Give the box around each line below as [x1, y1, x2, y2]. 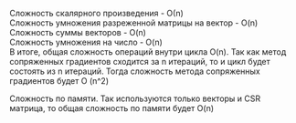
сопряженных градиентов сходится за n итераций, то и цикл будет [9, 56, 271, 67]
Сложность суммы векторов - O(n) [9, 27, 146, 37]
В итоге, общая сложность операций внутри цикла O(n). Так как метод [9, 46, 287, 57]
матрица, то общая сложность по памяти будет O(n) [9, 103, 215, 113]
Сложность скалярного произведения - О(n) [9, 8, 185, 18]
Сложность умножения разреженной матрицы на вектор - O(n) [9, 17, 259, 28]
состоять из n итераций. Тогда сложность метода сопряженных [9, 66, 260, 77]
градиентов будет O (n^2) [9, 76, 110, 86]
